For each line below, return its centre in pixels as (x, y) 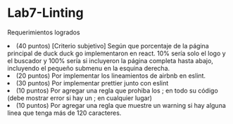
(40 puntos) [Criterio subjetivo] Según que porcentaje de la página (113, 46)
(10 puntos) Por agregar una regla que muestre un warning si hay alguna (121, 105)
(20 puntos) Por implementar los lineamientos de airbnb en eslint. (111, 76)
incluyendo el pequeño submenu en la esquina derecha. (89, 68)
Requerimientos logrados (44, 32)
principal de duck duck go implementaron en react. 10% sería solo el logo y (117, 53)
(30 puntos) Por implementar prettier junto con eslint (93, 83)
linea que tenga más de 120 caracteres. (64, 113)
